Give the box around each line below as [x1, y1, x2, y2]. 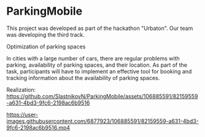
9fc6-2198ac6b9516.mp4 [6, 124, 71, 131]
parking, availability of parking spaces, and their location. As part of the [6, 61, 187, 68]
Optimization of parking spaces [6, 43, 86, 50]
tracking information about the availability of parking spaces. [6, 74, 160, 81]
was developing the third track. [6, 31, 85, 38]
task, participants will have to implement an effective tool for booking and [6, 67, 192, 75]
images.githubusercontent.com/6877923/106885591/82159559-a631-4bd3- [6, 117, 199, 125]
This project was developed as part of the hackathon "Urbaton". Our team [6, 24, 193, 32]
